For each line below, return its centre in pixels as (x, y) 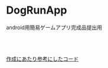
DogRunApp (37, 10)
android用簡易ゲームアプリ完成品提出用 (54, 27)
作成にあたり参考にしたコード (42, 59)
